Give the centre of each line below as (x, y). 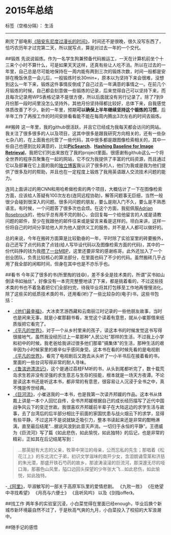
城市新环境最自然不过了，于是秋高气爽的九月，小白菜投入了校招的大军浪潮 (83, 510)
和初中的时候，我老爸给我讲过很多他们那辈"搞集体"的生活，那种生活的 (86, 343)
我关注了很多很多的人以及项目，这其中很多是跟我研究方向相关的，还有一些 (83, 133)
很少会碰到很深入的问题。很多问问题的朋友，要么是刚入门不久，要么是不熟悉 (85, 202)
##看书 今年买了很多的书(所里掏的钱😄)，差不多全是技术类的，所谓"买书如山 (85, 275)
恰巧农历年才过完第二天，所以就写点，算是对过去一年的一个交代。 (74, 48)
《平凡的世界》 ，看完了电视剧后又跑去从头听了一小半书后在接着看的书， (87, 355)
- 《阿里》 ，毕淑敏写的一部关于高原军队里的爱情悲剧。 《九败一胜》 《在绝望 (84, 486)
